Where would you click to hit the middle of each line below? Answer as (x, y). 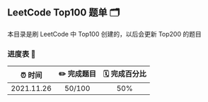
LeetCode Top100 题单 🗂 (64, 13)
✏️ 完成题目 (77, 74)
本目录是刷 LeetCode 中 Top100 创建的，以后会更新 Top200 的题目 (104, 34)
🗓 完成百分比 (125, 74)
